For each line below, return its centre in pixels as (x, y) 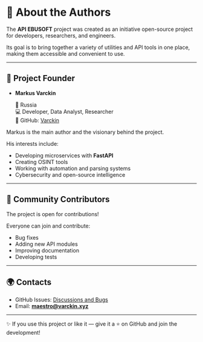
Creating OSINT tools (41, 162)
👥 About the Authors (59, 12)
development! (23, 333)
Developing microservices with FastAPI (64, 155)
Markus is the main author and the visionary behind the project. (85, 132)
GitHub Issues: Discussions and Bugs (62, 300)
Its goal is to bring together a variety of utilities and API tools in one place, (98, 47)
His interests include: (32, 143)
